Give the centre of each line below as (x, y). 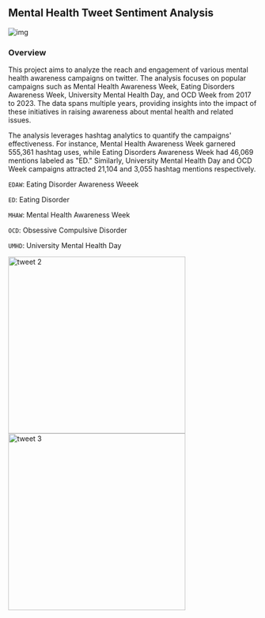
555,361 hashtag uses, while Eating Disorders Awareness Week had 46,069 (131, 153)
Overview (27, 52)
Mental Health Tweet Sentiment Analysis (111, 13)
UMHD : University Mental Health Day (65, 246)
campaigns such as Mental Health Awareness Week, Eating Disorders (121, 87)
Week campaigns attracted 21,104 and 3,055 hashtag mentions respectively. (132, 169)
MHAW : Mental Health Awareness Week (69, 215)
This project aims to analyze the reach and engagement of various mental (129, 70)
